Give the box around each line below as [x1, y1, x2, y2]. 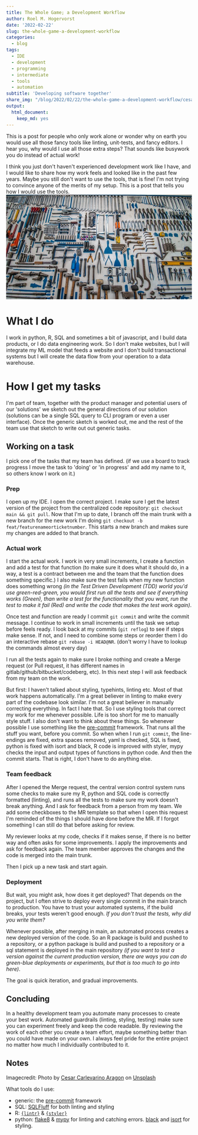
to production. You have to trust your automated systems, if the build [6, 903, 173, 910]
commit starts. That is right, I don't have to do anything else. [6, 755, 152, 763]
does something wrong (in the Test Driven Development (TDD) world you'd [6, 583, 187, 590]
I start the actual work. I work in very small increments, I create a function [6, 557, 184, 565]
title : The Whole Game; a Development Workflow [6, 9, 126, 15]
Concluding [6, 994, 50, 1004]
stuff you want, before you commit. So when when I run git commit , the [6, 730, 180, 737]
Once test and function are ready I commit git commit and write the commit [6, 613, 190, 620]
